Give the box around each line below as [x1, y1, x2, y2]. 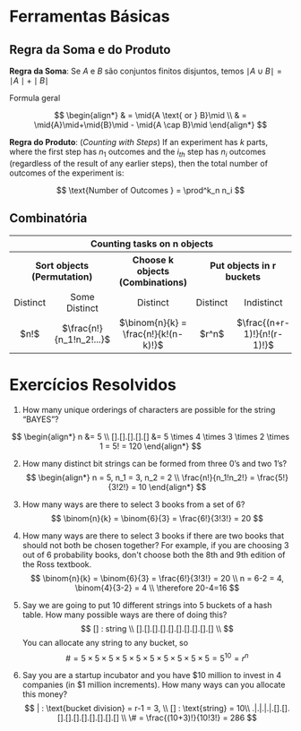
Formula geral [9, 92, 61, 103]
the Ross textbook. [21, 558, 92, 570]
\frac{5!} [256, 472, 289, 483]
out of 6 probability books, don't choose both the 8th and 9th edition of [21, 549, 286, 560]
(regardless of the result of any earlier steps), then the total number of [9, 158, 269, 168]
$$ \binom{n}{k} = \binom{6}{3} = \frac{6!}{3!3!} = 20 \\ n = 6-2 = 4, [30, 572, 285, 583]
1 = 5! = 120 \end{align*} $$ [99, 441, 202, 451]
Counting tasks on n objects [90, 237, 213, 250]
